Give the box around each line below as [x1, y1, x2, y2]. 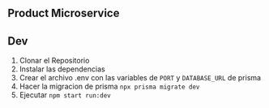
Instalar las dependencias [19, 64, 106, 74]
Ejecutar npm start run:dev [19, 90, 111, 100]
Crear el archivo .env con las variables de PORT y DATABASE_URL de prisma [19, 73, 261, 83]
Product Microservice [7, 6, 120, 20]
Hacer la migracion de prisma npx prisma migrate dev [19, 81, 200, 92]
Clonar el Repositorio [19, 56, 90, 66]
